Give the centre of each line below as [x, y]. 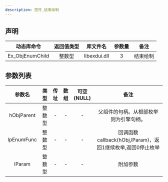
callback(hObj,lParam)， [126, 140]
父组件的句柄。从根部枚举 [128, 112]
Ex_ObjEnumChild [28, 56]
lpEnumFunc [22, 139]
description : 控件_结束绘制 [32, 10]
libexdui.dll [97, 56]
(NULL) [82, 98]
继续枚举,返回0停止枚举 [132, 147]
